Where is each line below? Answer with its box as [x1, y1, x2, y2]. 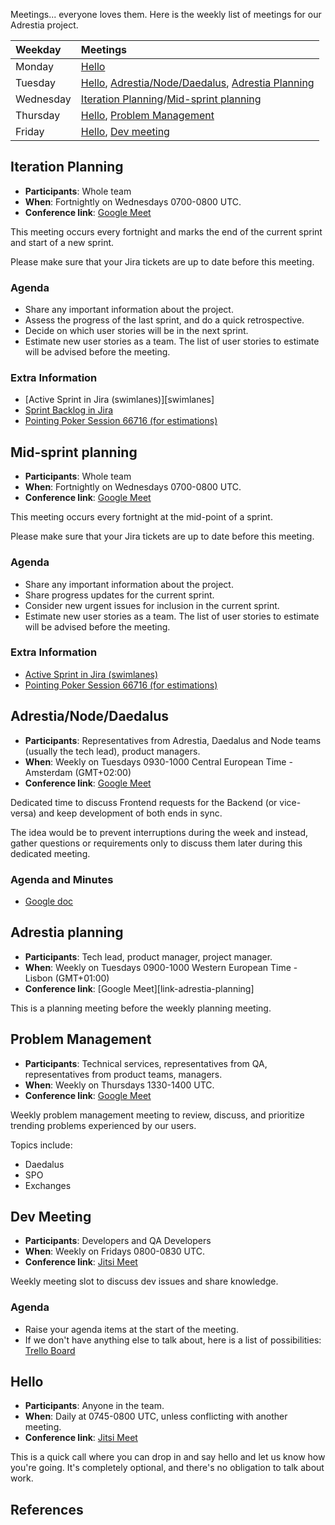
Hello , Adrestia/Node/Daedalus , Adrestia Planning [80, 76, 315, 89]
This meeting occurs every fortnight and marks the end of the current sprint [10, 225, 323, 238]
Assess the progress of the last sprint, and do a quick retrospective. [24, 314, 305, 326]
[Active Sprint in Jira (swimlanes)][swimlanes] [24, 394, 215, 406]
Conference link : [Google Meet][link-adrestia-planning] [24, 982, 255, 994]
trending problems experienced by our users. [10, 1119, 197, 1131]
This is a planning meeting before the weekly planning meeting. [10, 1002, 272, 1014]
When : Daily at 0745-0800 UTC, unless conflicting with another [24, 1410, 288, 1423]
